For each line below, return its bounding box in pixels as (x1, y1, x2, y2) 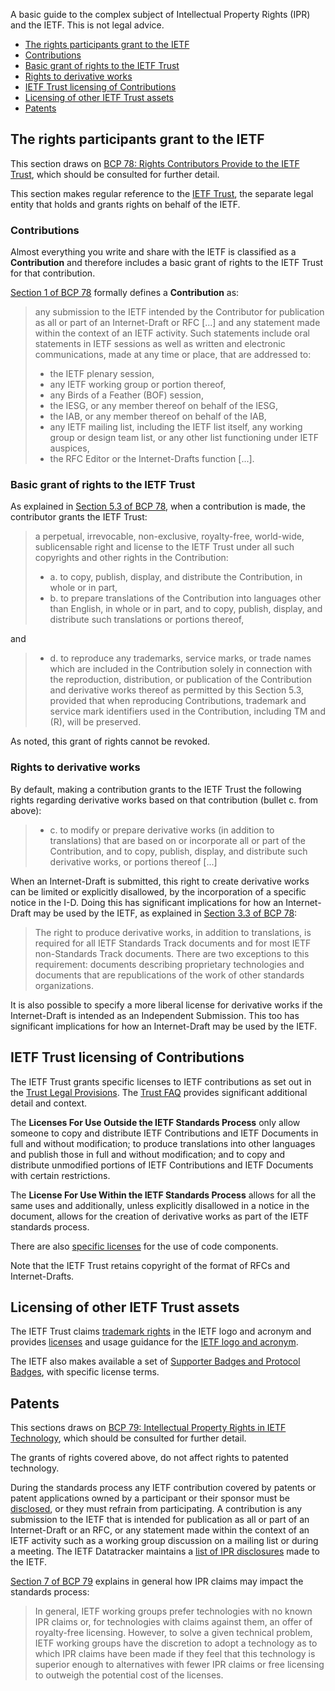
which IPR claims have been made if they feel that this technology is (34, 1648, 316, 1660)
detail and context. (10, 1097, 88, 1109)
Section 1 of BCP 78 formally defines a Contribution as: (10, 287, 240, 299)
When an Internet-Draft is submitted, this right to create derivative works (10, 875, 310, 887)
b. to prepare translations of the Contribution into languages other (49, 592, 322, 604)
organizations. (34, 979, 94, 991)
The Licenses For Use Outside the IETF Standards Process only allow (10, 1116, 301, 1128)
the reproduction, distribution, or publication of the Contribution (49, 674, 313, 686)
